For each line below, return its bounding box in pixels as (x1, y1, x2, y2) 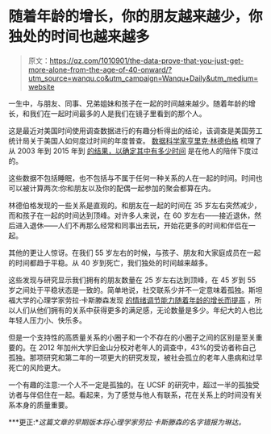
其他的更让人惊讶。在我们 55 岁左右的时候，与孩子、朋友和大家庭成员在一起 (8, 248, 261, 257)
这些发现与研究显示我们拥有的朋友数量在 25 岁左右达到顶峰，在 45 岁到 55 (8, 275, 256, 285)
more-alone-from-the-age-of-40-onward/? (27, 65, 173, 74)
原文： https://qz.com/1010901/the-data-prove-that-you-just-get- (27, 56, 244, 65)
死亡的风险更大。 (8, 362, 65, 372)
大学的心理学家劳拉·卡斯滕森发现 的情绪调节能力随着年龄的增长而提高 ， (15, 295, 255, 305)
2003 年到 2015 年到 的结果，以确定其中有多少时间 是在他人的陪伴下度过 (17, 146, 259, 156)
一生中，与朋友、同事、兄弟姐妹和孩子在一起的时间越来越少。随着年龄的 (8, 98, 248, 108)
